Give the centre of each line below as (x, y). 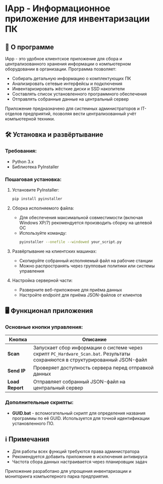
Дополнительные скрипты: (39, 402)
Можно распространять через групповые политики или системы (87, 266)
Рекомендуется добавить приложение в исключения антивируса (80, 456)
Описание (94, 340)
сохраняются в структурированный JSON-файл (90, 360)
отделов (14, 114)
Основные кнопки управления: (44, 327)
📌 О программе (30, 47)
